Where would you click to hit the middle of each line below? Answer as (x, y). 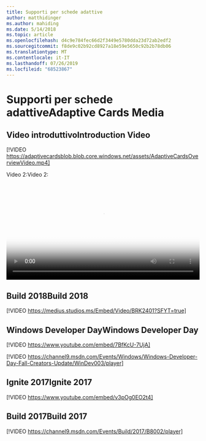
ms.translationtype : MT (37, 52)
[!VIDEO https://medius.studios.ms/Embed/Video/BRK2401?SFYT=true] (97, 311)
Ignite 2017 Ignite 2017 (49, 382)
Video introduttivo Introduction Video (78, 135)
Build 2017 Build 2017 (47, 417)
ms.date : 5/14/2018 (31, 29)
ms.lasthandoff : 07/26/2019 (42, 63)
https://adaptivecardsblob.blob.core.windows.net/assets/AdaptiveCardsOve (102, 156)
